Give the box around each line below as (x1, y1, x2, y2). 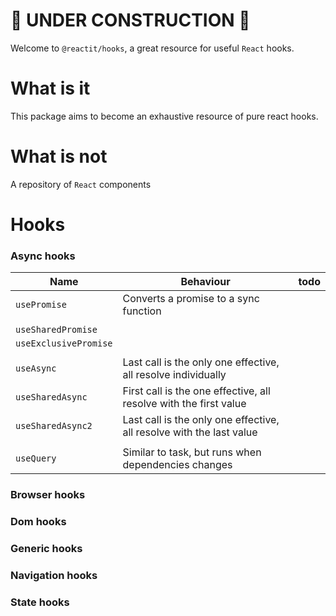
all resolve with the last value (122, 425, 258, 439)
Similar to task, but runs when (122, 445, 262, 459)
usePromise (15, 299, 67, 311)
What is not (10, 145, 108, 168)
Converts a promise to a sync (122, 292, 260, 306)
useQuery (15, 453, 57, 464)
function (122, 304, 162, 318)
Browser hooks (10, 488, 86, 502)
